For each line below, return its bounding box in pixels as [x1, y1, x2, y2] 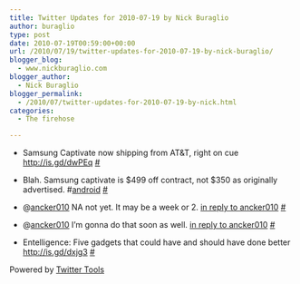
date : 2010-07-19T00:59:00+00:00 [9, 38, 136, 48]
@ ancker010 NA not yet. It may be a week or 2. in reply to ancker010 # [22, 201, 286, 213]
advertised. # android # [22, 184, 109, 195]
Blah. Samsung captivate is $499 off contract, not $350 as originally [22, 174, 278, 186]
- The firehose [17, 114, 75, 123]
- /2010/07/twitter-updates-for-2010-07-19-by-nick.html [17, 97, 237, 107]
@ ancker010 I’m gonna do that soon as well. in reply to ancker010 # [22, 220, 276, 230]
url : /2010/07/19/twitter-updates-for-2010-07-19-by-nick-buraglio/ [9, 47, 274, 56]
